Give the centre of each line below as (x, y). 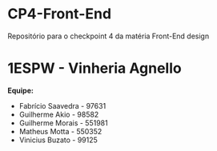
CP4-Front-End (60, 14)
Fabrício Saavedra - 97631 (62, 105)
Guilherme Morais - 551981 (64, 123)
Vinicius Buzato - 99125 (58, 140)
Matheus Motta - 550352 (60, 131)
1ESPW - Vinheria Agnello (94, 68)
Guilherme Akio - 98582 (59, 114)
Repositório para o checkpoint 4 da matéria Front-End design (108, 36)
